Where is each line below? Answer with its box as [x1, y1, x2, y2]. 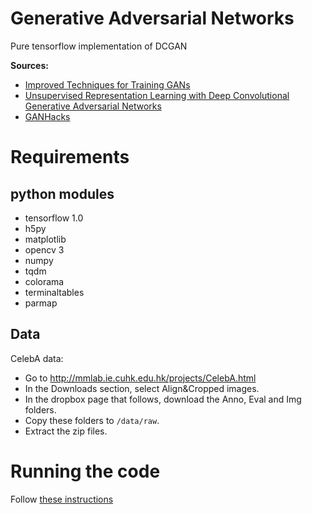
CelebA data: [10, 352, 64, 364]
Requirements [10, 146, 130, 169]
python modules [10, 185, 115, 202]
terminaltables [24, 286, 85, 298]
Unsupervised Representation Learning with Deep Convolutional [24, 89, 290, 101]
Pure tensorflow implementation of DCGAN [10, 40, 188, 52]
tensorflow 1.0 [24, 212, 84, 224]
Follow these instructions [10, 493, 114, 505]
